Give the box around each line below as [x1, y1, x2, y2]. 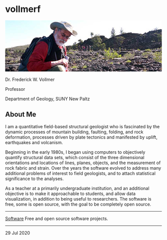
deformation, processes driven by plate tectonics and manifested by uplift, [5, 134, 158, 140]
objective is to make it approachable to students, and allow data [5, 191, 136, 197]
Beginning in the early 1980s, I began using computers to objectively [5, 149, 146, 155]
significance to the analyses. [5, 176, 64, 182]
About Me [5, 110, 36, 119]
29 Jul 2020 [5, 230, 30, 236]
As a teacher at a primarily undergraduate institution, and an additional [5, 185, 150, 191]
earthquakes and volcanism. [5, 139, 63, 145]
